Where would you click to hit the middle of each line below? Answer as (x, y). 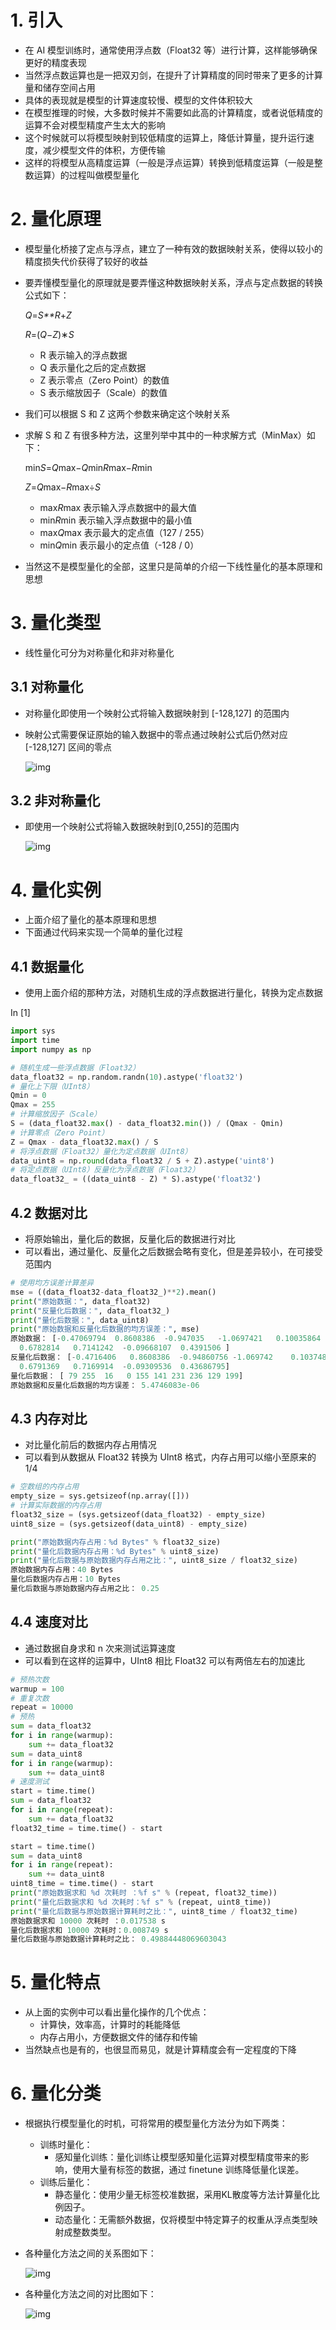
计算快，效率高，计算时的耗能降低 (110, 2025)
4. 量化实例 (56, 890)
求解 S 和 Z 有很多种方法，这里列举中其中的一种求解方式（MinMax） (165, 435)
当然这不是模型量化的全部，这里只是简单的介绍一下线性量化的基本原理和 (173, 566)
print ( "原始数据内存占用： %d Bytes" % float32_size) (116, 1542)
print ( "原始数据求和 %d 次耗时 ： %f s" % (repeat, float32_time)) (144, 1893)
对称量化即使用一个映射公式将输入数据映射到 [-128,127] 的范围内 (157, 713)
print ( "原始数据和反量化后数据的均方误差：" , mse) (105, 1329)
